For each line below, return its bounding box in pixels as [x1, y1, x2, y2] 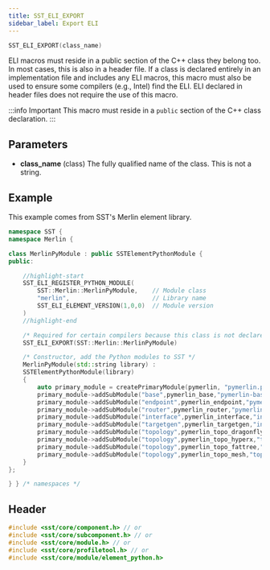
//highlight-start [22, 271, 84, 280]
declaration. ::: [8, 114, 56, 124]
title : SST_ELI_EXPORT [8, 11, 84, 20]
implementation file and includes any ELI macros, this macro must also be [8, 73, 252, 83]
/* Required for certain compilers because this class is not [22, 331, 235, 339]
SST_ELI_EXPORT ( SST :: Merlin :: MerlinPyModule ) [22, 339, 178, 347]
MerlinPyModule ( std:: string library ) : [22, 361, 157, 369]
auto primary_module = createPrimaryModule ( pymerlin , [37, 383, 221, 391]
